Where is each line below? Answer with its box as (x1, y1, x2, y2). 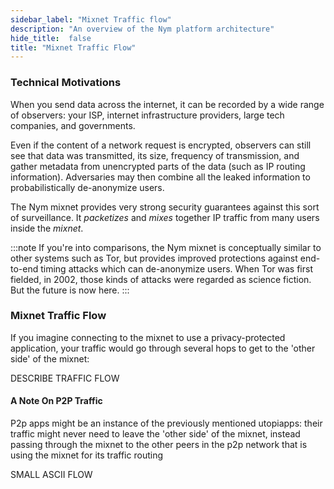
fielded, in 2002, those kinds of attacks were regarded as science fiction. (10, 273, 312, 285)
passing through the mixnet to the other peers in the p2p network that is (10, 439, 308, 451)
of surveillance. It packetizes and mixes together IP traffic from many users (10, 211, 320, 223)
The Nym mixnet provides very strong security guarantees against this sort (10, 201, 320, 213)
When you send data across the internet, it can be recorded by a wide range (10, 98, 325, 110)
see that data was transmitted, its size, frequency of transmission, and (10, 149, 300, 161)
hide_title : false (10, 33, 92, 43)
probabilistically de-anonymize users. (10, 181, 165, 193)
